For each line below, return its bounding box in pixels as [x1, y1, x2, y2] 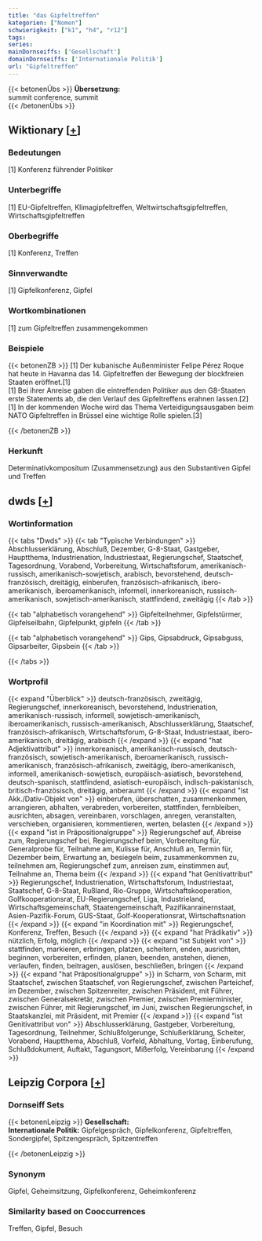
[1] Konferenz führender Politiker [8, 165, 114, 174]
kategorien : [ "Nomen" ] [8, 19, 82, 27]
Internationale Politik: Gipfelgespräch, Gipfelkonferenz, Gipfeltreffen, [8, 1125, 233, 1135]
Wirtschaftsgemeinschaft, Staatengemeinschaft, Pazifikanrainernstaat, [8, 902, 237, 912]
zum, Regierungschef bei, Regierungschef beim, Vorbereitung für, [8, 836, 221, 845]
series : [8, 41, 34, 49]
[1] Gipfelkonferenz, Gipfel [8, 286, 93, 295]
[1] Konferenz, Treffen [8, 248, 78, 258]
